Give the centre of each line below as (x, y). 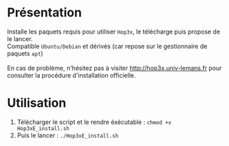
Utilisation (37, 103)
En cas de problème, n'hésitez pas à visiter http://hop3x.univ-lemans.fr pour (114, 68)
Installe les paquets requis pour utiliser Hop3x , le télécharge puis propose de (114, 32)
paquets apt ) (25, 53)
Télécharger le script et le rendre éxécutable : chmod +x (94, 122)
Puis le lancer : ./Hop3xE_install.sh (68, 135)
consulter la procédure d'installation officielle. (71, 75)
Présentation (44, 13)
